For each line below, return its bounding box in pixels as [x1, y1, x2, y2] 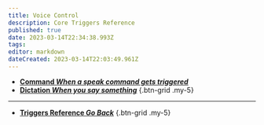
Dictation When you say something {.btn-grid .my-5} [19, 85, 194, 94]
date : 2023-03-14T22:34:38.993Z [8, 33, 114, 42]
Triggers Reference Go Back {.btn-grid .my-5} [19, 108, 171, 117]
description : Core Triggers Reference [8, 19, 135, 27]
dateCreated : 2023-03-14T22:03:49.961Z [8, 56, 139, 64]
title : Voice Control [8, 11, 79, 20]
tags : [8, 41, 26, 49]
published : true [8, 26, 61, 34]
